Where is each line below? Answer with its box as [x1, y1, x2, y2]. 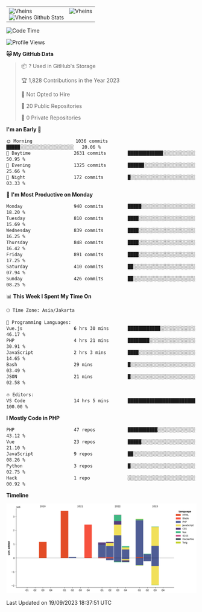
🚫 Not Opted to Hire [21, 91, 71, 98]
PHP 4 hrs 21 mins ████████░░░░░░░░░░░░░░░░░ [6, 338, 196, 344]
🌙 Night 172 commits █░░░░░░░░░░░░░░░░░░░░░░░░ [6, 174, 196, 181]
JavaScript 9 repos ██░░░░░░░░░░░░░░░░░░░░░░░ [6, 451, 196, 457]
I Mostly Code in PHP [6, 414, 60, 422]
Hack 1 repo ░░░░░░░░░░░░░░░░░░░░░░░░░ [6, 475, 196, 481]
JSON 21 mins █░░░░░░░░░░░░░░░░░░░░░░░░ [6, 374, 196, 380]
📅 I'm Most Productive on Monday [6, 191, 93, 198]
